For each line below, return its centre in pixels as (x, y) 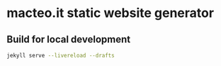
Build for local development (69, 39)
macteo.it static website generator (110, 13)
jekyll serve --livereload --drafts (61, 55)
